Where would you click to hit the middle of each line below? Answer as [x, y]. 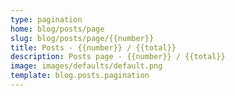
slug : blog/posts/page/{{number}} [82, 38]
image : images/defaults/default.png [86, 66]
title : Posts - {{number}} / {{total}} [93, 47]
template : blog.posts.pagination [80, 76]
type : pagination [46, 19]
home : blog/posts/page [57, 29]
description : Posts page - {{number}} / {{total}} [118, 57]
